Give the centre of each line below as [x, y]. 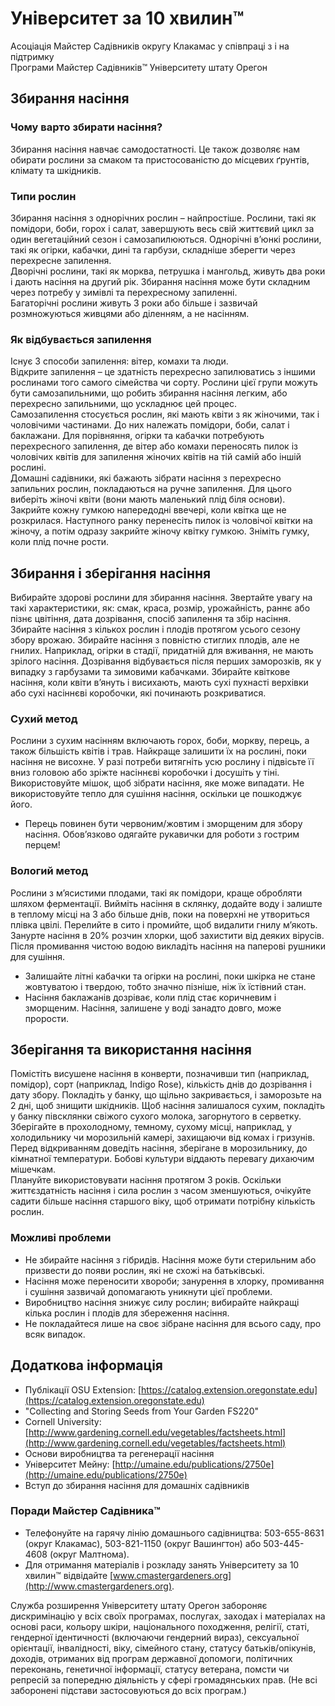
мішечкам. [33, 1169]
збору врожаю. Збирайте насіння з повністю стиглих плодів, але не [155, 640]
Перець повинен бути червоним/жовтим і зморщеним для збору [163, 824]
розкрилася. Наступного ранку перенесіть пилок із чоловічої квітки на [161, 521]
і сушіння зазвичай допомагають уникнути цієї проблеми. [148, 1291]
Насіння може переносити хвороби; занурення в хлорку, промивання [174, 1281]
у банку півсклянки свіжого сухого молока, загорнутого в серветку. [156, 1116]
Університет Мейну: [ [70, 1464]
